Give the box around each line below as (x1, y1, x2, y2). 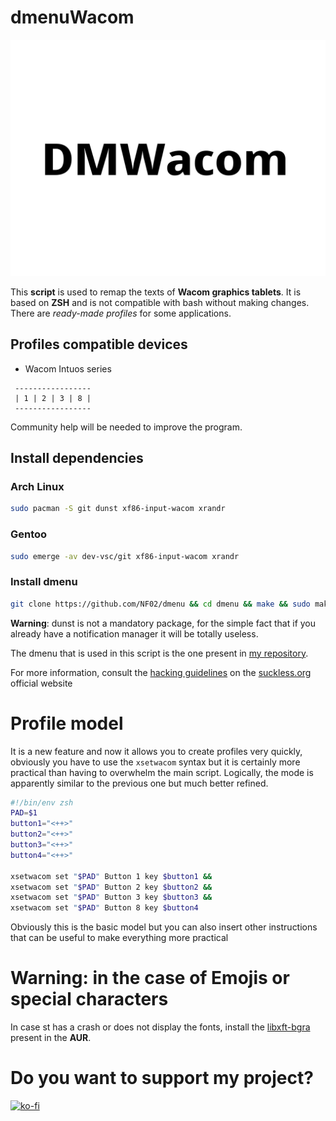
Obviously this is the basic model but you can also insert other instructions (10, 921, 318, 933)
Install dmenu (10, 575, 78, 589)
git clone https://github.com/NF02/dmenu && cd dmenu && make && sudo (10, 599, 311, 609)
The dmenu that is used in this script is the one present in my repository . (10, 647, 309, 659)
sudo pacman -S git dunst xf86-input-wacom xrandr (10, 504, 226, 514)
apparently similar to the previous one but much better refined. (10, 777, 269, 789)
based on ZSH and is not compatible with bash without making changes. (10, 296, 310, 308)
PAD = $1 (10, 808, 38, 818)
